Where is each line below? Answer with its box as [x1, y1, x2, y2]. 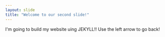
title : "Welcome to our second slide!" [5, 12, 90, 17]
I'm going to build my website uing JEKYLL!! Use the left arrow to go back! [5, 26, 160, 32]
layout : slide [5, 7, 35, 13]
